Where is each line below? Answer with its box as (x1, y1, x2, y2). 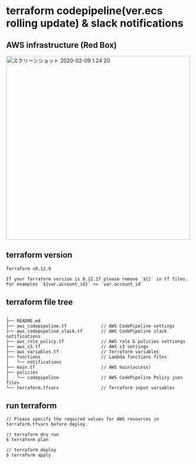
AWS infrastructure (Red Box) (6, 40, 117, 50)
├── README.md (6, 318, 41, 324)
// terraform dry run (6, 432, 59, 438)
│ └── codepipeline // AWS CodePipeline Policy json (6, 375, 183, 380)
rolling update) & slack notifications (6, 16, 184, 30)
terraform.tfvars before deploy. (6, 422, 88, 428)
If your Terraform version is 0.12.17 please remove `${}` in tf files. (6, 276, 188, 282)
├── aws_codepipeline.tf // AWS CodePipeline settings (6, 323, 175, 329)
